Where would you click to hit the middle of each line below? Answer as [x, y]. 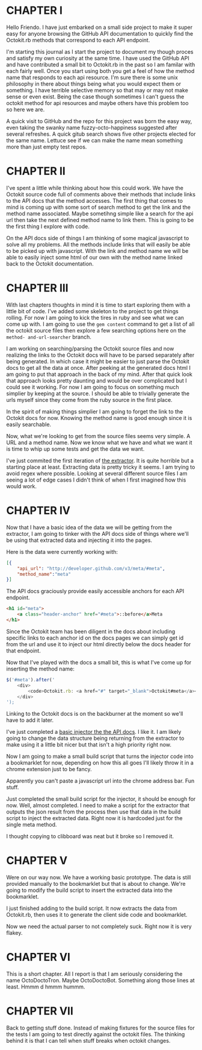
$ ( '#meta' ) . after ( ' [31, 679]
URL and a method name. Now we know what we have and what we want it [99, 442]
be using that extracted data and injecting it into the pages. [79, 540]
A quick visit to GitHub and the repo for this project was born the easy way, [99, 121]
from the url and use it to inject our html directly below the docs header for [99, 644]
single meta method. [32, 825]
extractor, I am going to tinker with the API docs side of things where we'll [98, 533]
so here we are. [26, 109]
